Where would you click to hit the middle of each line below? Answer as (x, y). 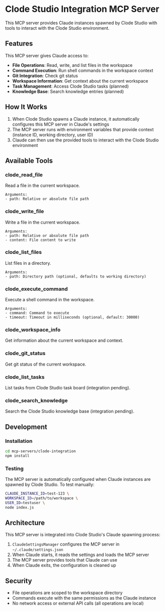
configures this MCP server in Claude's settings (61, 124)
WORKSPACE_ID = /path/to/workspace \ (42, 498)
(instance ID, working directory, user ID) (53, 135)
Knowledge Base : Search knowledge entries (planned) (68, 91)
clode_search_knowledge (36, 400)
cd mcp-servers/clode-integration (41, 451)
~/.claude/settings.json (38, 550)
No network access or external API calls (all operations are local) (78, 603)
